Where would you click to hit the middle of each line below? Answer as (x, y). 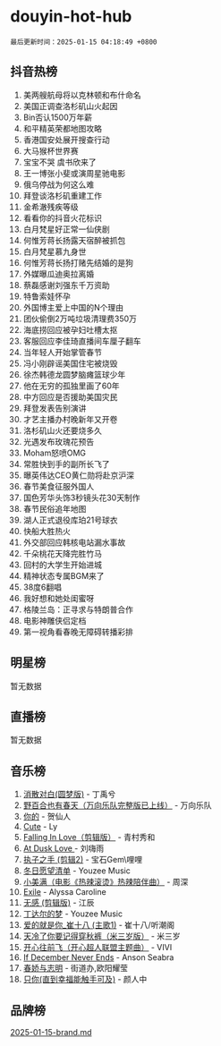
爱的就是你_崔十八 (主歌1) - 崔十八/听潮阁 (99, 925)
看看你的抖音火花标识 (62, 217)
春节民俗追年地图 (55, 508)
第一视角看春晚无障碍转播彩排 (78, 632)
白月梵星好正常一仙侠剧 (66, 229)
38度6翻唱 (42, 587)
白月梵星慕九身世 (55, 251)
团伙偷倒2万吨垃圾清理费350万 (80, 319)
